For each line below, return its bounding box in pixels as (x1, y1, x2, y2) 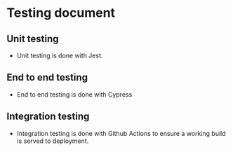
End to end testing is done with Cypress (16, 90, 133, 99)
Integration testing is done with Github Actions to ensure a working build (16, 129, 226, 137)
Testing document (6, 5, 116, 21)
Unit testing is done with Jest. (16, 51, 103, 60)
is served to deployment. (16, 137, 89, 145)
